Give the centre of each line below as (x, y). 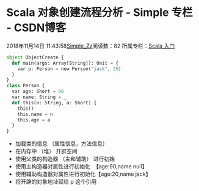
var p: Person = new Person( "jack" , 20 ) (69, 69)
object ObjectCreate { (35, 57)
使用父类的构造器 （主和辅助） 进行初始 (65, 159)
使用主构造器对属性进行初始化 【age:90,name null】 (81, 167)
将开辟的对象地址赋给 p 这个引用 (56, 182)
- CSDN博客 (36, 28)
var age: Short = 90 (38, 92)
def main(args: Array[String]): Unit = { (65, 63)
